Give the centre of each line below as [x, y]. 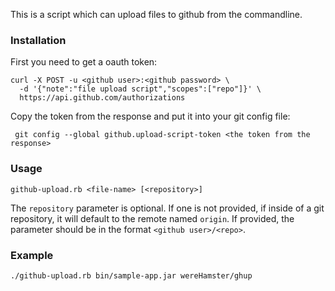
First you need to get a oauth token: [84, 62]
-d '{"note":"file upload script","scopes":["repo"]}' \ [140, 89]
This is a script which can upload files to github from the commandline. [156, 14]
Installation [38, 40]
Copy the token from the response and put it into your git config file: [150, 116]
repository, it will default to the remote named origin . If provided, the [152, 218]
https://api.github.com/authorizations [102, 98]
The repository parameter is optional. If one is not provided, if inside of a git [167, 208]
